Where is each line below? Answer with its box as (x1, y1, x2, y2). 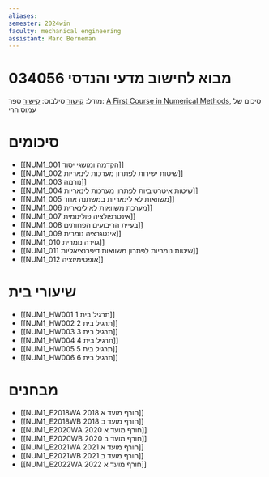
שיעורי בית (8, 283, 77, 301)
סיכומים (8, 133, 59, 151)
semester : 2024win (8, 19, 70, 28)
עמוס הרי (8, 104, 36, 114)
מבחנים (8, 381, 58, 399)
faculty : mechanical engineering (8, 27, 122, 35)
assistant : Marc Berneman (8, 34, 96, 43)
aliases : (8, 11, 38, 20)
